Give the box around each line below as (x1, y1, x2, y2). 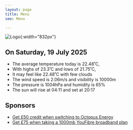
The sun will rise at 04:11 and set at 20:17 (12, 87, 95, 93)
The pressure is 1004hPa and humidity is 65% (12, 82, 106, 88)
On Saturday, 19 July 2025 (5, 48, 87, 56)
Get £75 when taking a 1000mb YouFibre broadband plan (12, 119, 128, 125)
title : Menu (5, 12, 29, 17)
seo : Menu (5, 16, 26, 21)
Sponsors (5, 101, 35, 109)
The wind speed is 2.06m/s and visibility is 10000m (12, 77, 116, 83)
